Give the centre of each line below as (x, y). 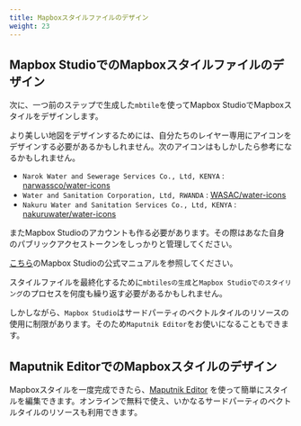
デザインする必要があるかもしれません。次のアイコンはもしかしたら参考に (147, 147)
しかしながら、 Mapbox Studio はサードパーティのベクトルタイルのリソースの (149, 313)
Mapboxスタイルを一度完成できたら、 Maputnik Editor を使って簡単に (137, 390)
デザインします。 (71, 116)
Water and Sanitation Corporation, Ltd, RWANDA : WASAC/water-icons (154, 195)
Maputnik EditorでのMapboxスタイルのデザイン (143, 366)
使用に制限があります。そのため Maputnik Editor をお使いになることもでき (145, 324)
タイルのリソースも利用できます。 (79, 412)
